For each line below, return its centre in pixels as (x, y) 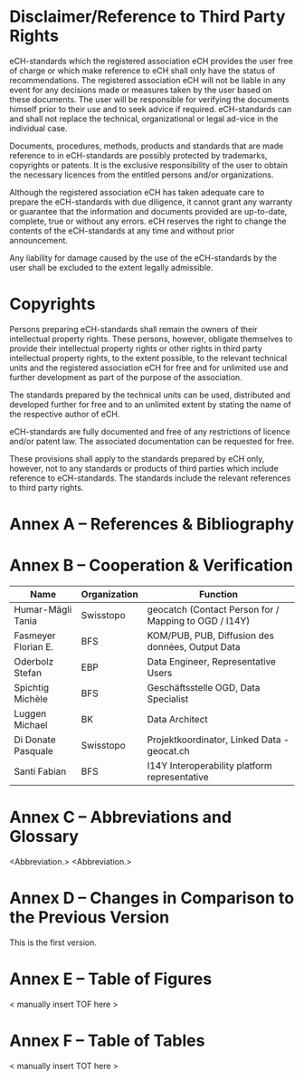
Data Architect (177, 719)
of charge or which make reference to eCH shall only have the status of (142, 71)
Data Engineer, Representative (211, 661)
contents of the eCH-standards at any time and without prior (122, 230)
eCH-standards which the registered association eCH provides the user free (152, 61)
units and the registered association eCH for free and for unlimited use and (149, 368)
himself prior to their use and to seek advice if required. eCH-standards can (151, 109)
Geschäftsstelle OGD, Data (204, 688)
